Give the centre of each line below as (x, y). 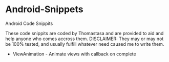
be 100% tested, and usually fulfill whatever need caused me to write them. (85, 44)
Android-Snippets (44, 9)
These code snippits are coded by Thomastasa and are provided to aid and (84, 33)
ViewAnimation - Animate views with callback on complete (75, 54)
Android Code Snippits (29, 23)
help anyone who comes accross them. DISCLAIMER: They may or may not (84, 39)
